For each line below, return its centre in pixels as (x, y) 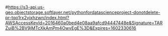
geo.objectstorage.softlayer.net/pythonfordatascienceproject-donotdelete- (83, 12)
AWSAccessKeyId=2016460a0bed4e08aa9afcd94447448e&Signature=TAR (84, 23)
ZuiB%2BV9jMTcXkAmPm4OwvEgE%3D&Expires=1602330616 (71, 28)
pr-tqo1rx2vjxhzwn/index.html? (37, 18)
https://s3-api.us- (26, 7)
